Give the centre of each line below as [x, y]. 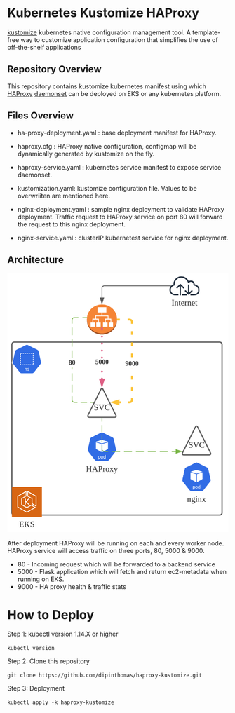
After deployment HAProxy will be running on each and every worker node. [116, 543]
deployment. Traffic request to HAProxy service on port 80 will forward [120, 217]
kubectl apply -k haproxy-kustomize [61, 702]
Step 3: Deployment [36, 688]
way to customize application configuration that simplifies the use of [120, 39]
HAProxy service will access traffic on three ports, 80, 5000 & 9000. [106, 550]
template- [207, 32]
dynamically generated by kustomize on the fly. [86, 154]
